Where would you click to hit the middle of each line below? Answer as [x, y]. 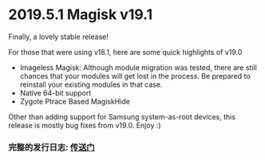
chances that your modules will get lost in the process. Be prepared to [135, 76]
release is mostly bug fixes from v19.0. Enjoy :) [85, 125]
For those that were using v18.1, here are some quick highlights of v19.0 [125, 52]
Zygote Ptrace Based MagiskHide [75, 101]
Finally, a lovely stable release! [59, 37]
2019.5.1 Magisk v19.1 [81, 15]
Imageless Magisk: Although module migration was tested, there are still [138, 67]
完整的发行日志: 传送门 [51, 147]
